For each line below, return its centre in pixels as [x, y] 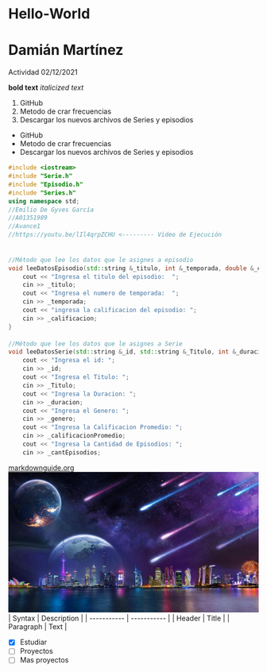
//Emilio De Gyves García [51, 210]
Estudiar [33, 642]
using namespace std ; [44, 201]
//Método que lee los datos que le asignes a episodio [101, 260]
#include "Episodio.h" [46, 184]
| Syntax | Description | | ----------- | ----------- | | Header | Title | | [119, 618]
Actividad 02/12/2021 [43, 72]
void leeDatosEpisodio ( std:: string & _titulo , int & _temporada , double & [131, 268]
